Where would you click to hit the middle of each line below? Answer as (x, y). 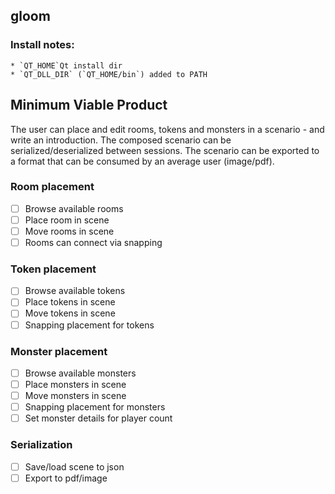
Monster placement (59, 351)
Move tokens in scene (70, 313)
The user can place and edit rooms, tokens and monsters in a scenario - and (167, 129)
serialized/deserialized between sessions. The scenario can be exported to (165, 150)
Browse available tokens (75, 291)
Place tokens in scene (70, 302)
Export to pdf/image (66, 478)
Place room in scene (67, 220)
